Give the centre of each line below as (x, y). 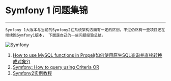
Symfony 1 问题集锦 (47, 10)
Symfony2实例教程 (32, 73)
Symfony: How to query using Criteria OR (56, 67)
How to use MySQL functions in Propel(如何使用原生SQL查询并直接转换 (87, 55)
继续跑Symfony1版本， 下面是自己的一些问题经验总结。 (55, 35)
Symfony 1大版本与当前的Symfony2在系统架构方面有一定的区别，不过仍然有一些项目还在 (85, 30)
